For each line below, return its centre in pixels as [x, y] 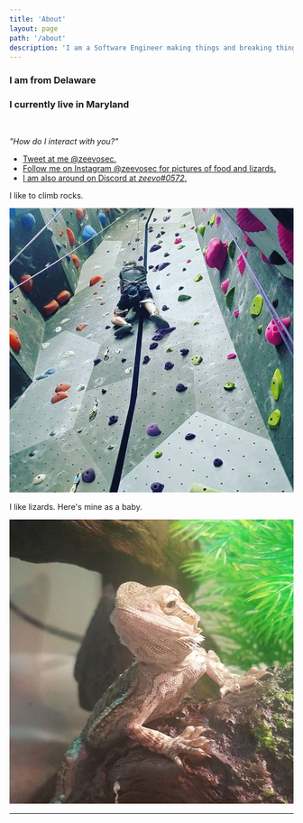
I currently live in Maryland [69, 105]
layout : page [34, 28]
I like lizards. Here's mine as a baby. [76, 507]
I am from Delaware [53, 80]
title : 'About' [38, 19]
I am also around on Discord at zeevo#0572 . [105, 178]
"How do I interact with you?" [64, 142]
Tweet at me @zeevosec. [69, 159]
